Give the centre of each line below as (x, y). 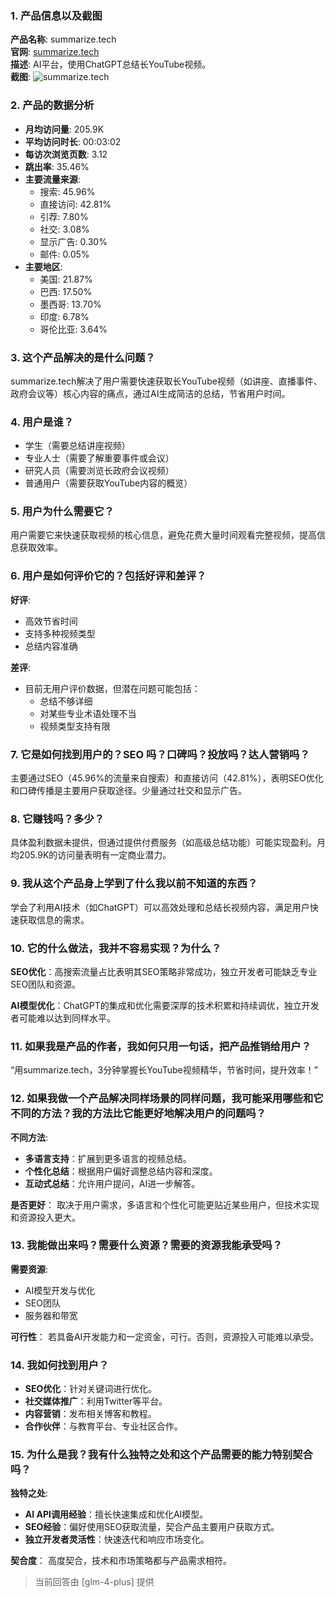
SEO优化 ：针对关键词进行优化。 (91, 1389)
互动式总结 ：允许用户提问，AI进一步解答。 (112, 1183)
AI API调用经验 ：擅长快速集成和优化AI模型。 (116, 1514)
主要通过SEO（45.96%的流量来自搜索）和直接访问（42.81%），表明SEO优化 (167, 778)
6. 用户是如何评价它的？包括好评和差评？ (108, 576)
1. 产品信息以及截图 (56, 15)
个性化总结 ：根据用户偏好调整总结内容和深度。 (121, 1171)
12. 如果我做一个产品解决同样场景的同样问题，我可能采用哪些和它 (167, 1099)
